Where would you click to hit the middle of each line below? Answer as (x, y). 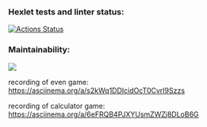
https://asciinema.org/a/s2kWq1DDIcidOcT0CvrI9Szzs (96, 90)
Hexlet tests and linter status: (66, 12)
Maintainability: (39, 50)
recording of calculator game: (57, 106)
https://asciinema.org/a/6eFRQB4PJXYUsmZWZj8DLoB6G (104, 114)
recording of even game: (48, 82)
